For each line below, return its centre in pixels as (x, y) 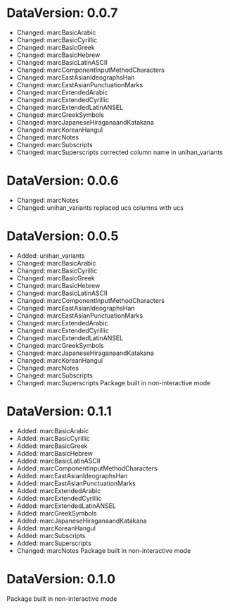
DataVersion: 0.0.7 (62, 13)
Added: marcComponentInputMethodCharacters (87, 468)
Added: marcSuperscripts (54, 543)
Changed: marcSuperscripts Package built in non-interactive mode (114, 382)
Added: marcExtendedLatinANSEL (66, 506)
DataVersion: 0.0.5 (63, 236)
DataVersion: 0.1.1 (59, 411)
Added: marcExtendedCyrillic (59, 498)
